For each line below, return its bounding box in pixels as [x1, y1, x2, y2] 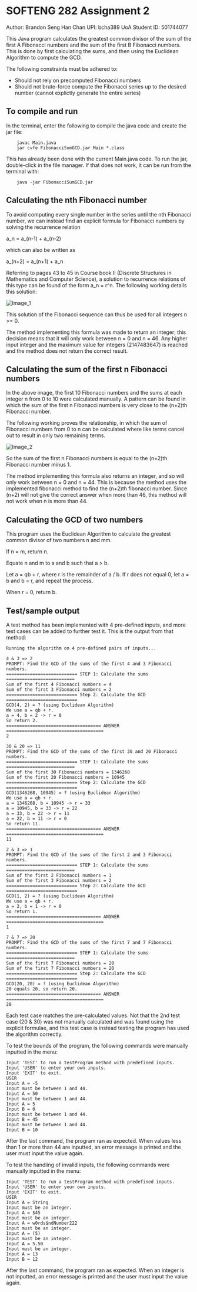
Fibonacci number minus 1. [6, 461, 72, 468]
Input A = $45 [6, 1210, 41, 1216]
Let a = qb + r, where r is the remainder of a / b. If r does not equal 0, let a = [6, 571, 189, 578]
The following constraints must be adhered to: [6, 65, 118, 72]
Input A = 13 [6, 1251, 38, 1257]
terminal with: [6, 168, 39, 175]
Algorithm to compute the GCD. [6, 54, 82, 61]
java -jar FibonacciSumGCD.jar [16, 179, 94, 185]
